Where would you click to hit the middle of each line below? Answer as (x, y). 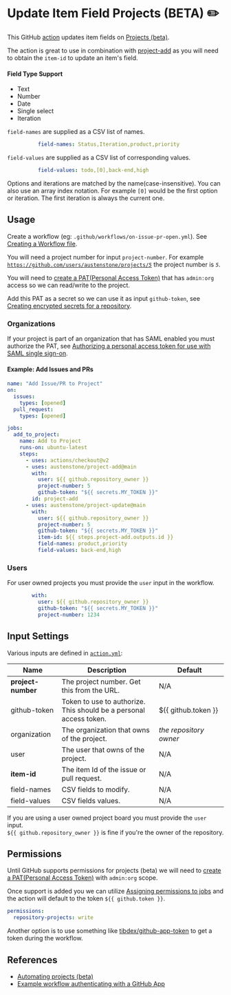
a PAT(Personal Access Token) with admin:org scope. (82, 878)
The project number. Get (101, 682)
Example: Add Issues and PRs (51, 369)
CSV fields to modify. (96, 789)
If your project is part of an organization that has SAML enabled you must (111, 338)
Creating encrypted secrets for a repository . (69, 306)
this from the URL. (91, 690)
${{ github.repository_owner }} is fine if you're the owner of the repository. (115, 832)
